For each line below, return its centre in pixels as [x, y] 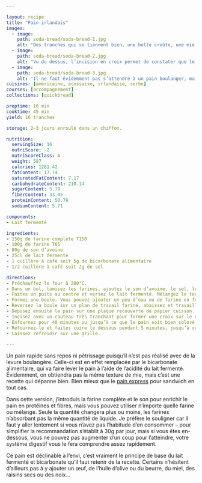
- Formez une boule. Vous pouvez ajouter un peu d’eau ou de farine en [98, 300]
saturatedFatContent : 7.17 [45, 178]
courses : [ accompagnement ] [40, 90]
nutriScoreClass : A [36, 156]
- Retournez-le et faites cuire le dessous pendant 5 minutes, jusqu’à [98, 328]
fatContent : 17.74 [35, 172]
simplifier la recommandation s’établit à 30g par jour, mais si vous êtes [93, 431]
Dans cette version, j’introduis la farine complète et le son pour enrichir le [97, 399]
